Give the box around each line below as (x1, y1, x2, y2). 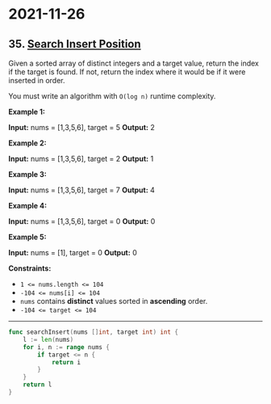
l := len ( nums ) (23, 335, 74, 343)
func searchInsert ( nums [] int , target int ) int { (8, 328, 179, 336)
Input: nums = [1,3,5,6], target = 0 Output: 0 (8, 217, 156, 226)
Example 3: (8, 170, 47, 179)
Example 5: (8, 232, 47, 242)
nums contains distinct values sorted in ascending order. (19, 297, 208, 305)
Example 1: (8, 107, 46, 116)
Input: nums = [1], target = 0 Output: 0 (8, 248, 137, 257)
